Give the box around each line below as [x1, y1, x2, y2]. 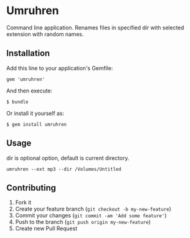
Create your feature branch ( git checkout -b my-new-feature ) [15, 206, 172, 213]
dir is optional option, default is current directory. [6, 154, 130, 162]
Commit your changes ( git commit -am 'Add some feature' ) [15, 212, 167, 219]
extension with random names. [6, 30, 84, 37]
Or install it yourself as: [6, 110, 64, 117]
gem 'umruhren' [6, 76, 45, 83]
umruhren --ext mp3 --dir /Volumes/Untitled [6, 166, 122, 172]
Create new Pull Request [15, 225, 78, 232]
